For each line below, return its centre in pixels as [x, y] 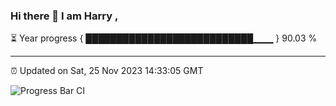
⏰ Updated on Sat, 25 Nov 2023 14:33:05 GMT [107, 71]
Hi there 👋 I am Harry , [64, 16]
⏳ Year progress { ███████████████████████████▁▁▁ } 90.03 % [164, 38]
